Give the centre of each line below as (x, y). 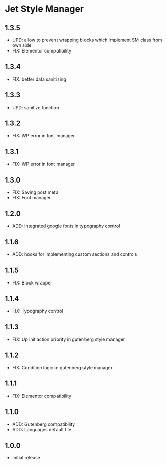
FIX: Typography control (37, 311)
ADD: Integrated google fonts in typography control (66, 226)
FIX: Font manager (32, 198)
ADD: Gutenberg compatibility (44, 424)
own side (22, 45)
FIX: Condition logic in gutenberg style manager (62, 367)
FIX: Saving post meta (35, 192)
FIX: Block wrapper (32, 282)
